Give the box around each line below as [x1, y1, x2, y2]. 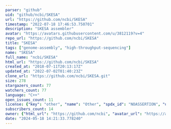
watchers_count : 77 [5, 87, 47, 93]
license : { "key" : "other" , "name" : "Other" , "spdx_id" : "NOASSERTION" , [5, 102, 161, 107]
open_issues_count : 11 [5, 97, 53, 102]
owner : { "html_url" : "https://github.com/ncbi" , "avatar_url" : [5, 111, 142, 117]
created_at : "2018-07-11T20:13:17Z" [5, 64, 83, 69]
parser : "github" [5, 7, 42, 13]
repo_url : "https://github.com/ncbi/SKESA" [5, 36, 99, 41]
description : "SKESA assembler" [5, 26, 74, 31]
